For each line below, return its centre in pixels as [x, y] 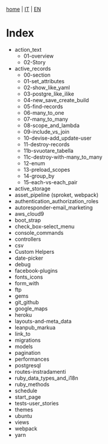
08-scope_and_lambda [51, 125]
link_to [22, 333]
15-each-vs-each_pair [50, 182]
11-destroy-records [46, 144]
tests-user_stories [37, 403]
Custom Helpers [35, 251]
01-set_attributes [44, 81]
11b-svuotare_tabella [48, 150]
